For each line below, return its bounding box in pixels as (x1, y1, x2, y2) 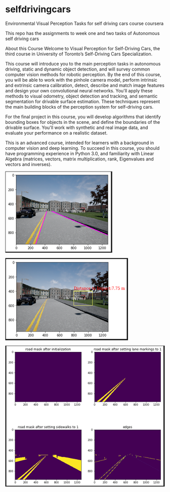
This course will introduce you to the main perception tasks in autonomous (5, 60, 161, 67)
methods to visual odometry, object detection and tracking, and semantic (5, 93, 158, 99)
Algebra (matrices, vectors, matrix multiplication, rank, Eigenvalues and (5, 156, 154, 162)
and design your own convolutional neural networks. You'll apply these (5, 87, 153, 93)
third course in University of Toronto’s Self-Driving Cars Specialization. (5, 51, 153, 57)
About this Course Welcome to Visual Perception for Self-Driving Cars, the (5, 45, 160, 51)
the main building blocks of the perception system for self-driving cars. (5, 104, 154, 110)
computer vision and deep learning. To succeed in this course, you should (5, 145, 160, 151)
